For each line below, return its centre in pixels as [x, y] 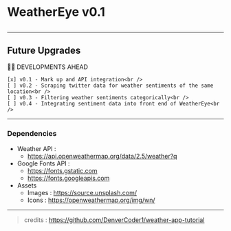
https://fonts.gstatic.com [62, 170]
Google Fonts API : [43, 163]
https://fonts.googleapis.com [68, 178]
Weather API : [36, 148]
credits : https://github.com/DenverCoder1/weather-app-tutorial [114, 220]
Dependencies [32, 134]
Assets [27, 185]
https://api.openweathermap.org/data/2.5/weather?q [102, 156]
